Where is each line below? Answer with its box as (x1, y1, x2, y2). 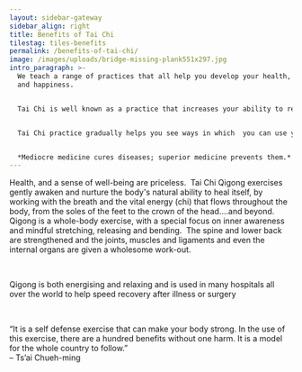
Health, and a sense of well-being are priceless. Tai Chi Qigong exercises (9, 177, 283, 188)
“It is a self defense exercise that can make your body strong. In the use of (9, 323, 286, 334)
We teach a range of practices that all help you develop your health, (17, 72, 292, 81)
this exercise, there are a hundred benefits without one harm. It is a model (9, 333, 283, 344)
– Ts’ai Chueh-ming (9, 352, 81, 363)
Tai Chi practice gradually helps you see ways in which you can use (17, 128, 288, 138)
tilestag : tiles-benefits (9, 38, 106, 48)
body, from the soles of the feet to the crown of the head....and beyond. (9, 206, 275, 217)
